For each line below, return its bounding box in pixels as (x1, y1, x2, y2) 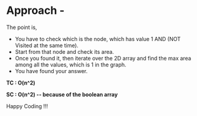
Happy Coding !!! (6, 102, 48, 109)
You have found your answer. (14, 67, 88, 74)
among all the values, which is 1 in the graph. (14, 61, 127, 68)
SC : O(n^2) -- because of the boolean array (6, 91, 118, 98)
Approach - (6, 4, 65, 18)
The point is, (6, 24, 37, 31)
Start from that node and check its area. (14, 48, 114, 55)
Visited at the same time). (14, 42, 79, 49)
